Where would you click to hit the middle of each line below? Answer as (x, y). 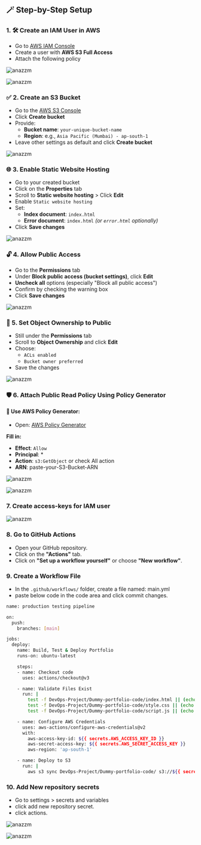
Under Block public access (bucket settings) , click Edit (84, 276)
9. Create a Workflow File (43, 576)
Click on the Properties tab (48, 189)
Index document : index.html (60, 214)
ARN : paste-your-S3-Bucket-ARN (57, 467)
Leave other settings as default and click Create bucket (83, 142)
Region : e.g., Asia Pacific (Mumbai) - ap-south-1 (86, 136)
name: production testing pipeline (51, 606)
